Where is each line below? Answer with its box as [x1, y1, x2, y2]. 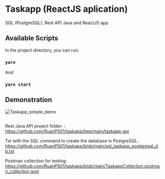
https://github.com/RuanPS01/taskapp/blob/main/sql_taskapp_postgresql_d [5, 143, 159, 149]
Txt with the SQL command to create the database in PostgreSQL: [5, 138, 139, 144]
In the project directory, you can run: [5, 47, 79, 53]
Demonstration [5, 96, 53, 104]
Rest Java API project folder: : [5, 123, 66, 129]
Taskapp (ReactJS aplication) [5, 3, 128, 15]
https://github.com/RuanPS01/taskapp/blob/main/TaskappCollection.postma [5, 163, 160, 169]
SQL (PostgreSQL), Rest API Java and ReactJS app [5, 20, 108, 26]
